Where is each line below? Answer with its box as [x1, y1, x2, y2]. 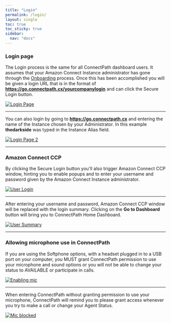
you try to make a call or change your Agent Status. [5, 302, 113, 308]
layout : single [5, 17, 38, 22]
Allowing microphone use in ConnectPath [5, 239, 110, 246]
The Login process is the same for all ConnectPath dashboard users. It [5, 64, 154, 70]
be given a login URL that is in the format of [5, 80, 97, 87]
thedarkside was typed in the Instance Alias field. [5, 127, 110, 133]
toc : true [5, 21, 26, 27]
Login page [5, 52, 34, 60]
